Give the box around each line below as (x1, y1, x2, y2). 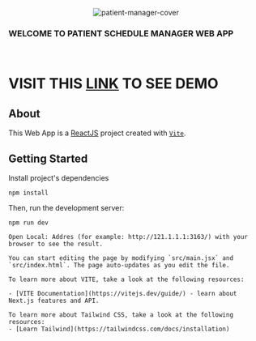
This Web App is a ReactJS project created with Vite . (8, 128, 186, 138)
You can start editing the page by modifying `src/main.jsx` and (8, 254, 233, 262)
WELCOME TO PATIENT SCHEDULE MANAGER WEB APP (8, 28, 234, 39)
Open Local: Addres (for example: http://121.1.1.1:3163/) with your (8, 233, 249, 241)
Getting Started (8, 151, 88, 165)
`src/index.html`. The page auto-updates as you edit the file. (8, 262, 230, 270)
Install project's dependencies (8, 173, 109, 183)
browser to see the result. (8, 240, 104, 249)
